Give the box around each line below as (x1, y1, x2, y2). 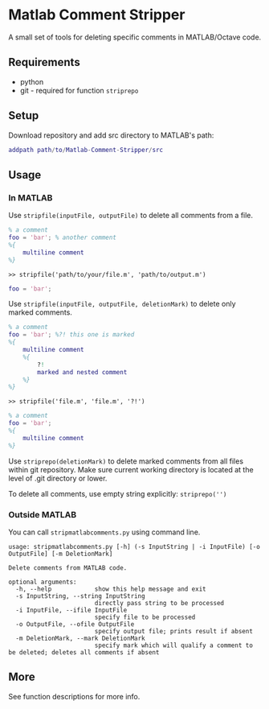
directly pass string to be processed (94, 599, 225, 607)
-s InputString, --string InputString (15, 592, 146, 600)
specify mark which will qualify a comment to (94, 641, 253, 649)
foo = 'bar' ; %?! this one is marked (8, 331, 135, 339)
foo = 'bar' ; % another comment (8, 233, 116, 241)
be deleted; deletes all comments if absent (8, 648, 160, 657)
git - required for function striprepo (19, 85, 139, 95)
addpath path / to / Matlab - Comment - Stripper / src (8, 146, 163, 154)
